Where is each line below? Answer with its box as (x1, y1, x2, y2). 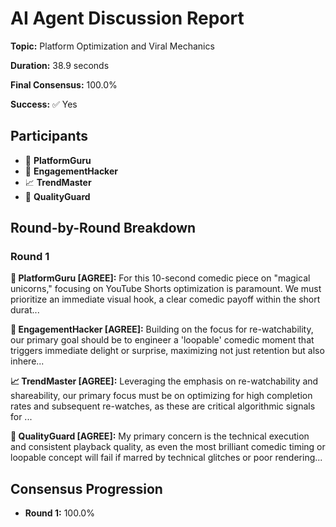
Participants (10, 128, 88, 145)
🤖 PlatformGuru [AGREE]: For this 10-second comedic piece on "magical (10, 272, 311, 284)
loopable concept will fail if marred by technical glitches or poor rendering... (10, 452, 323, 464)
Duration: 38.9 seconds (10, 59, 110, 71)
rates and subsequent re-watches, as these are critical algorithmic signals (10, 400, 316, 412)
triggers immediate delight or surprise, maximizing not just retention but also (10, 345, 325, 357)
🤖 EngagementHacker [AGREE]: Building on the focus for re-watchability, (10, 323, 314, 336)
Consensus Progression (10, 480, 163, 497)
